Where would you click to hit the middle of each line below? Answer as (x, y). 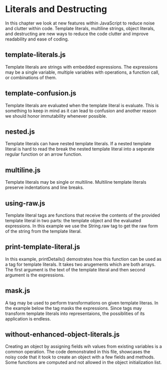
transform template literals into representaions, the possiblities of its (75, 313)
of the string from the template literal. (43, 231)
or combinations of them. (31, 77)
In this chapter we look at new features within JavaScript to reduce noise (80, 23)
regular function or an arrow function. (44, 154)
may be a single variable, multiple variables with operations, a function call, (82, 72)
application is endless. (28, 318)
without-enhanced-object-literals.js (62, 335)
